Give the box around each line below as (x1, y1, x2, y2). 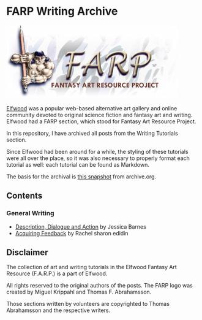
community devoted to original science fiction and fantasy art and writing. (6, 111, 193, 118)
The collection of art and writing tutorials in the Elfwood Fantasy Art (6, 264, 178, 271)
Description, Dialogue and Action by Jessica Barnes (15, 223, 147, 230)
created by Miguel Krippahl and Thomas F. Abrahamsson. (6, 288, 152, 295)
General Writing (6, 209, 54, 218)
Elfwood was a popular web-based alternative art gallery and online (6, 104, 178, 112)
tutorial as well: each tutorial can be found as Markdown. (6, 161, 150, 168)
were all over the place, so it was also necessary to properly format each (6, 154, 190, 162)
